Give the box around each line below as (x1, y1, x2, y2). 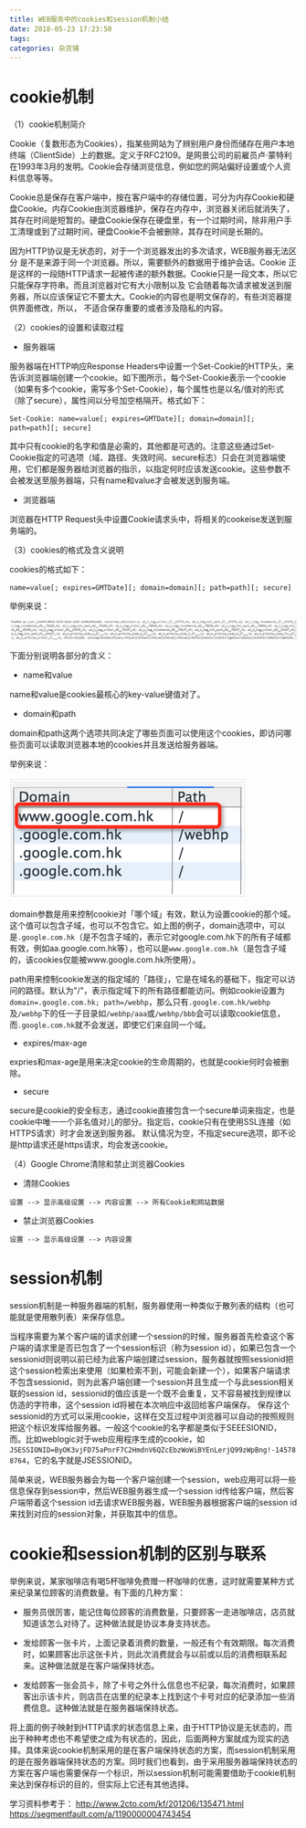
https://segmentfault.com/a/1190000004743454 (9, 1808, 192, 1819)
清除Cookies (22, 1178, 70, 1189)
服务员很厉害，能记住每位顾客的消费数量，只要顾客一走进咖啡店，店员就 (22, 1606, 295, 1617)
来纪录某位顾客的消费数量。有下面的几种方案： (9, 1587, 185, 1598)
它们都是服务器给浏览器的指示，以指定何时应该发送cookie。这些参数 (25, 464, 283, 475)
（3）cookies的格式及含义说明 (9, 544, 125, 556)
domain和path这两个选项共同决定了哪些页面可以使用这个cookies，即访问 (9, 728, 284, 739)
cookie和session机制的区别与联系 (9, 1544, 267, 1565)
